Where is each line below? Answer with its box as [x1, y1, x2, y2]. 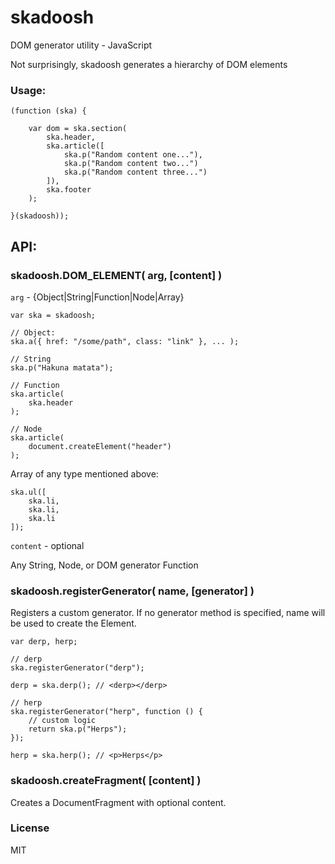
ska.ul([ [10, 487, 47, 497]
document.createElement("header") [28, 441, 172, 451]
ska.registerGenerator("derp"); [10, 663, 145, 673]
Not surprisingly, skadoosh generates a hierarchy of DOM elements [10, 58, 288, 70]
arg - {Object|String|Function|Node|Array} [10, 291, 185, 303]
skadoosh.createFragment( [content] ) [10, 774, 202, 788]
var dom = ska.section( [28, 124, 128, 134]
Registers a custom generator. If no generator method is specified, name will [10, 607, 326, 619]
